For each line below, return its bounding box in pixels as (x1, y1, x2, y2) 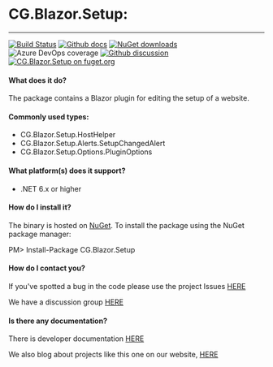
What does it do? (8, 75, 67, 85)
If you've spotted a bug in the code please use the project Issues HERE (8, 281, 246, 291)
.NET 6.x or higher (19, 183, 82, 193)
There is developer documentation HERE (8, 334, 145, 343)
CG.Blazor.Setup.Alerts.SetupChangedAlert (19, 139, 166, 149)
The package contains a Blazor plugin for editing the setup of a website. (8, 93, 249, 103)
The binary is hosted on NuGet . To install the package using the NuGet (8, 220, 245, 230)
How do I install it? (8, 202, 71, 212)
